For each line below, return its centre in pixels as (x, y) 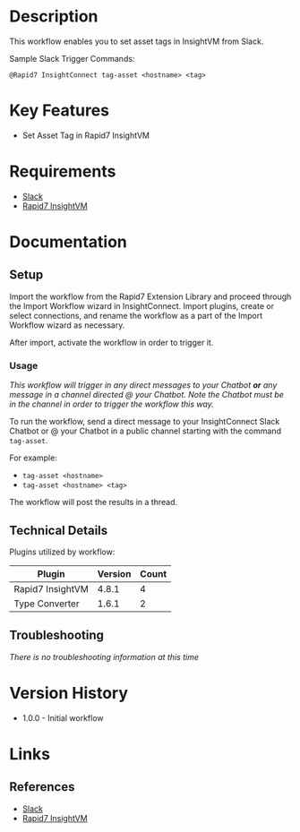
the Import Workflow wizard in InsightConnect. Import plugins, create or (142, 305)
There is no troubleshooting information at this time (104, 656)
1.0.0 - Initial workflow (63, 717)
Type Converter (47, 604)
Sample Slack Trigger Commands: (72, 58)
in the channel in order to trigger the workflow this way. (112, 404)
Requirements (63, 172)
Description (54, 17)
